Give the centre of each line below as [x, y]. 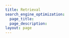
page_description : [29, 23]
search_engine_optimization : [35, 14]
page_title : [22, 19]
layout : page [18, 28]
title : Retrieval [23, 10]
